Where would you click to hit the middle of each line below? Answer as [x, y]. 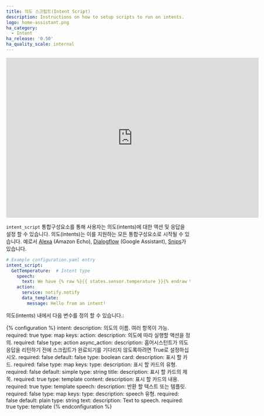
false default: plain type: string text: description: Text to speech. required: [95, 400]
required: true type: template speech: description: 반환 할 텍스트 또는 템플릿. [96, 386]
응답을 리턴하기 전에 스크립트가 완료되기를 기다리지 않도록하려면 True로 [87, 350]
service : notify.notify [51, 293]
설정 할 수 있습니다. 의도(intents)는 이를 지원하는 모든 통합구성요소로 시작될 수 [95, 234]
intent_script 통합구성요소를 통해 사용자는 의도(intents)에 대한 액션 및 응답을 [96, 227]
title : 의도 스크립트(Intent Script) [48, 11]
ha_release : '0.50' [30, 39]
